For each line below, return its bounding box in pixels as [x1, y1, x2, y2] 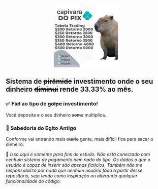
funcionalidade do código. [6, 178, 61, 184]
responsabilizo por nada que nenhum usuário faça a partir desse [6, 167, 143, 173]
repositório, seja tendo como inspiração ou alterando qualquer [6, 172, 138, 179]
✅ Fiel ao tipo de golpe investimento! [6, 100, 98, 107]
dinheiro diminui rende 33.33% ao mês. [6, 85, 134, 94]
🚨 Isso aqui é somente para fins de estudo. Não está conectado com [6, 151, 150, 157]
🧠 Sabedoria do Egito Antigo [6, 124, 77, 131]
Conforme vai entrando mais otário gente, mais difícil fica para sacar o [6, 136, 153, 142]
